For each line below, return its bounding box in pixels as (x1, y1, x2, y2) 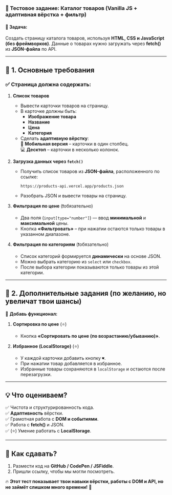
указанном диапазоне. (20, 231, 70, 237)
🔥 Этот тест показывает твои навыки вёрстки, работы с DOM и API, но (5, 479, 164, 485)
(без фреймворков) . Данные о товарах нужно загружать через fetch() (5, 40, 161, 47)
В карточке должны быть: (20, 108, 77, 114)
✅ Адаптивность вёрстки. (5, 410, 63, 417)
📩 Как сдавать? (5, 449, 57, 458)
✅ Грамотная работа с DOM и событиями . (5, 416, 99, 422)
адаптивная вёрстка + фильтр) (5, 11, 87, 18)
